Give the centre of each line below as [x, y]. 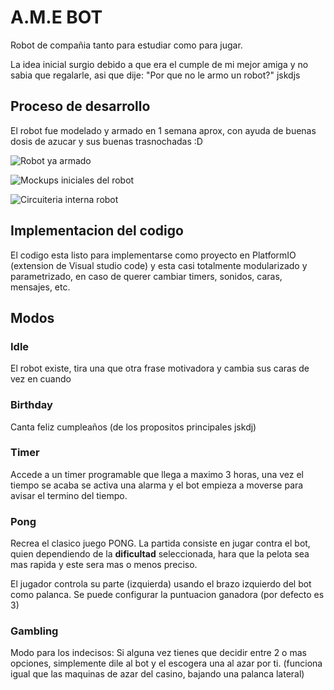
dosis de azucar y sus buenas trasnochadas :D [106, 141]
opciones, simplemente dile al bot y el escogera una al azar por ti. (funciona [166, 663]
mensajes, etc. [40, 287]
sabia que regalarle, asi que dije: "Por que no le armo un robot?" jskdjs [155, 75]
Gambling [34, 631]
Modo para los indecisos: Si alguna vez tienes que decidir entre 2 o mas [158, 653]
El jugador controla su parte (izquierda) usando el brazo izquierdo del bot [161, 584]
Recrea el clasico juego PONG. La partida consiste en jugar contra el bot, [160, 543]
